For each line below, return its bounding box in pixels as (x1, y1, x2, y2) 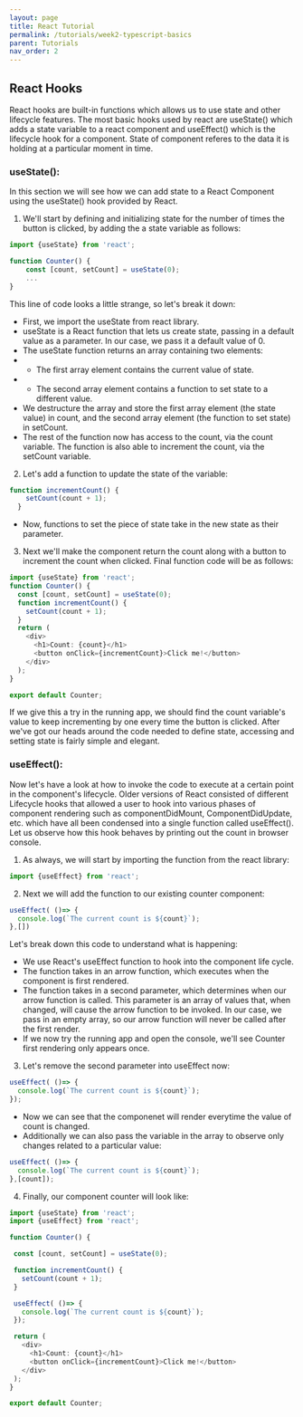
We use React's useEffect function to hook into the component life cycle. (22, 956, 294, 967)
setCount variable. (22, 450, 92, 462)
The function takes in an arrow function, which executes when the (22, 966, 270, 977)
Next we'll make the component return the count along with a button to (22, 546, 287, 557)
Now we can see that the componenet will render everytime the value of (22, 1111, 292, 1122)
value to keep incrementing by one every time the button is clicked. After (9, 716, 280, 727)
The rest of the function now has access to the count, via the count (22, 431, 273, 442)
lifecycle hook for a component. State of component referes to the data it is (9, 133, 289, 144)
